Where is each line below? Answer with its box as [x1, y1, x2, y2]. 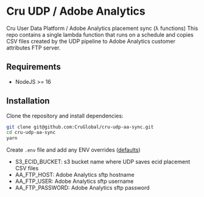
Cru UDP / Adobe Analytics [6, 4, 146, 18]
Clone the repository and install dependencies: [6, 112, 124, 119]
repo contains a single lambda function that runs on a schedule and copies [6, 31, 194, 38]
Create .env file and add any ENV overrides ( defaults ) [6, 146, 141, 154]
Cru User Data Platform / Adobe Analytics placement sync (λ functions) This [6, 24, 199, 32]
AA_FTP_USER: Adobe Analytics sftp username [15, 177, 134, 185]
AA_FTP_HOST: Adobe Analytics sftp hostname [15, 171, 135, 179]
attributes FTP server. [6, 44, 61, 51]
